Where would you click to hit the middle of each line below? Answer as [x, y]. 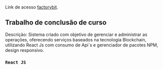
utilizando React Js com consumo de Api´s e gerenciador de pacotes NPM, [82, 45]
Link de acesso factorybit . [32, 7]
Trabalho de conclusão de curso [56, 22]
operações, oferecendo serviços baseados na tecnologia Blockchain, [76, 39]
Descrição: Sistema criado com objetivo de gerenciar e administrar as [76, 34]
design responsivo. [25, 50]
